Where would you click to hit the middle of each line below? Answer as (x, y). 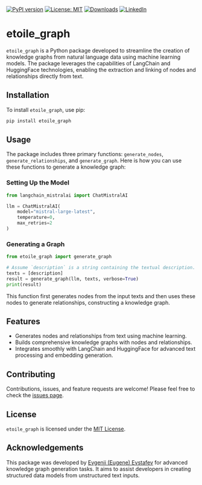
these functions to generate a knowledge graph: (66, 167)
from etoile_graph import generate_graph (59, 257)
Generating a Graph (36, 244)
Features (23, 321)
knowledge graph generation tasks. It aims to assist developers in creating (99, 469)
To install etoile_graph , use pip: (46, 109)
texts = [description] (35, 273)
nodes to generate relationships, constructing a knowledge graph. (88, 302)
